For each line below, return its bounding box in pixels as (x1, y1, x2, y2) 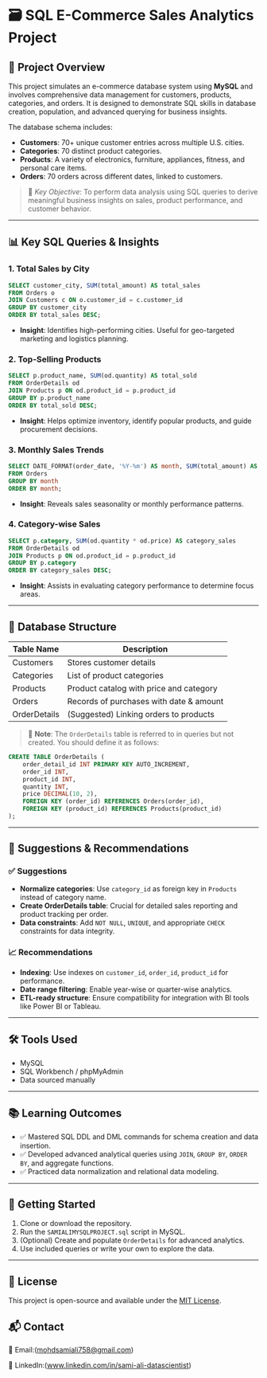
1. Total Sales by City (8, 264, 90, 275)
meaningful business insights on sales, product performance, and (27, 196, 243, 205)
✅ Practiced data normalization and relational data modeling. (19, 1166, 219, 1176)
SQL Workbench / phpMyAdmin (19, 1067, 124, 1076)
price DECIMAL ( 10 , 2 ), (22, 790, 98, 798)
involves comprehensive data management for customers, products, (8, 90, 232, 100)
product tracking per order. (19, 909, 109, 918)
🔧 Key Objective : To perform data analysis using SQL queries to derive (27, 187, 258, 196)
